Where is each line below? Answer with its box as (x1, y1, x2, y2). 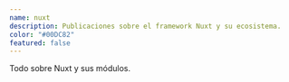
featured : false (9, 38, 71, 48)
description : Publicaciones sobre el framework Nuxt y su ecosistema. (9, 22, 282, 31)
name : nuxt (9, 13, 51, 23)
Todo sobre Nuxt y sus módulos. (9, 63, 131, 74)
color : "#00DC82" (9, 30, 75, 39)
